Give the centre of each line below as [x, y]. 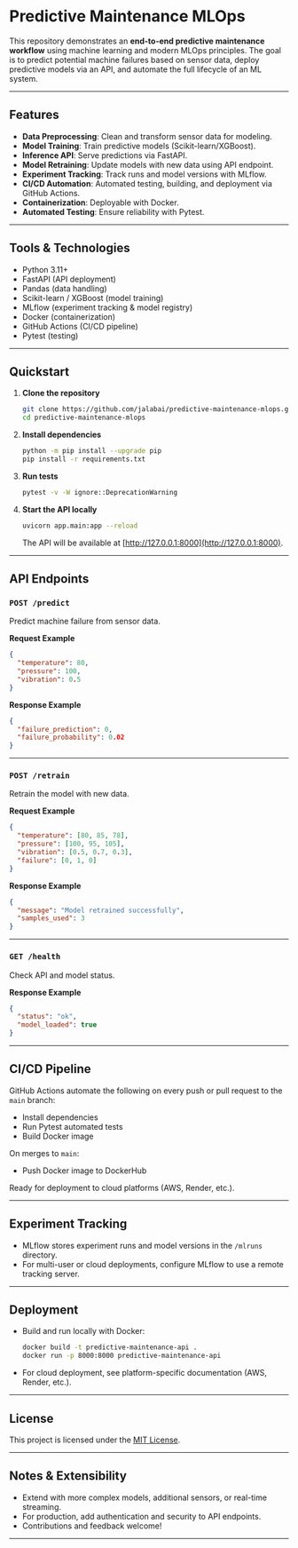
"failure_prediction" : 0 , [65, 729]
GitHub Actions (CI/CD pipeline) [80, 326]
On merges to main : [44, 1153]
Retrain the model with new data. [70, 794]
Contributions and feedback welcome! [92, 1526]
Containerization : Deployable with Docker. [100, 202]
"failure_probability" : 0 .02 [71, 738]
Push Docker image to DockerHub [84, 1171]
